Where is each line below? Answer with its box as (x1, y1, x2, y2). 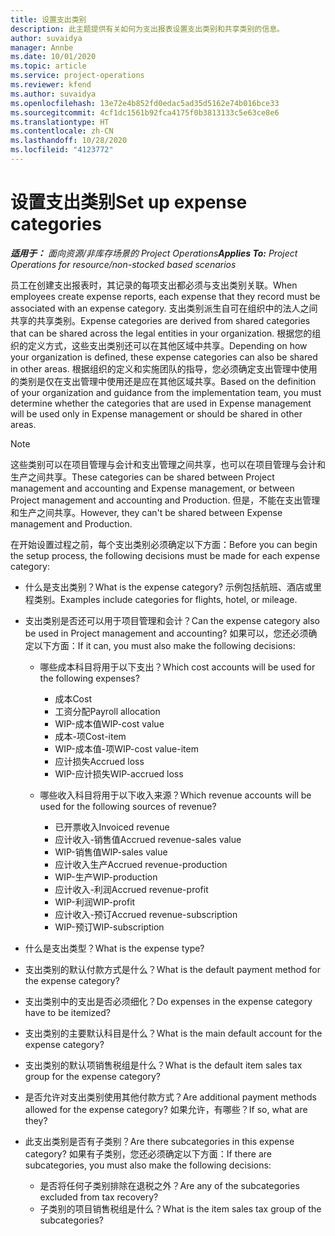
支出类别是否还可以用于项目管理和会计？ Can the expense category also (24, 614, 320, 626)
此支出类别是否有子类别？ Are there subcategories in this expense (24, 1135, 295, 1147)
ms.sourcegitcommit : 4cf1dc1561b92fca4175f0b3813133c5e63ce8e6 (10, 107, 280, 118)
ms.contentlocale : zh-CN (10, 126, 114, 136)
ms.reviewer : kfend (10, 80, 92, 90)
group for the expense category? (24, 1070, 162, 1082)
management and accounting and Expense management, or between (10, 482, 295, 494)
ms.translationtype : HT (10, 117, 110, 127)
